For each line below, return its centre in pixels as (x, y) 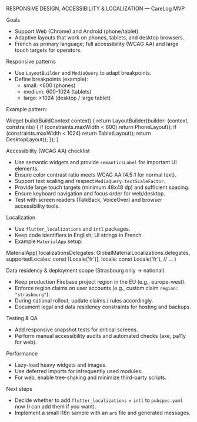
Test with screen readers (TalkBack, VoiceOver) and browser (89, 200)
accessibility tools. (37, 206)
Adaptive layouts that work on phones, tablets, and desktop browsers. (99, 37)
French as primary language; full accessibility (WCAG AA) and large (96, 44)
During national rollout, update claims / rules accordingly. (84, 300)
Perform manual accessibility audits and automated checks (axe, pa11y (100, 336)
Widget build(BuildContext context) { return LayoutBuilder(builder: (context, (98, 121)
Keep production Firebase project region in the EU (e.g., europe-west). (100, 282)
